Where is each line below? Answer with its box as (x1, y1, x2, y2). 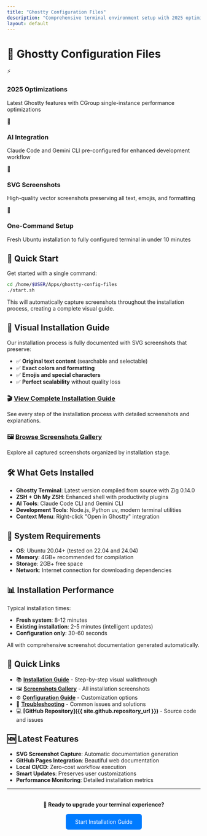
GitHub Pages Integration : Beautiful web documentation (15, 756, 159, 764)
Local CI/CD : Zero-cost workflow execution (15, 763, 127, 770)
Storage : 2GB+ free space (15, 560, 84, 568)
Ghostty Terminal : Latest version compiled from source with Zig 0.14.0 (15, 487, 195, 494)
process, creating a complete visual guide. (7, 305, 115, 312)
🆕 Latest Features (7, 734, 79, 745)
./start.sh (7, 287, 35, 293)
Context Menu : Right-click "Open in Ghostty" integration (15, 513, 160, 521)
